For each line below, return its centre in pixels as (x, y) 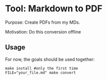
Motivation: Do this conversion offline (43, 32)
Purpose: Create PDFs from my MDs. (43, 22)
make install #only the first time (42, 68)
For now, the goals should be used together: (50, 59)
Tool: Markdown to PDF (54, 9)
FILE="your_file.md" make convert (41, 73)
